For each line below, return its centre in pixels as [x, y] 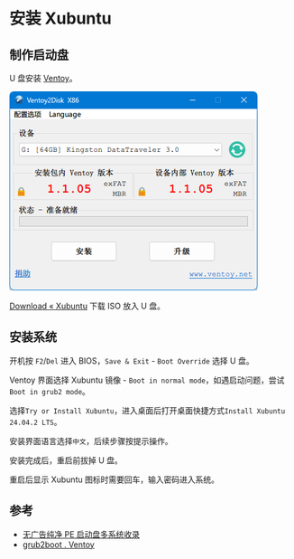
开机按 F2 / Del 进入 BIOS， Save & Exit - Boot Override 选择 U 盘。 [132, 360]
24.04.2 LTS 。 [36, 422]
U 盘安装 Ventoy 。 [44, 78]
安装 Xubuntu [60, 19]
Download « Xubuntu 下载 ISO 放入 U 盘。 [87, 306]
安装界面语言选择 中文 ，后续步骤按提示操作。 [91, 441]
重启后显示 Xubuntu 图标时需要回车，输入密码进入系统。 [114, 479]
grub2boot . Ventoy [58, 545]
